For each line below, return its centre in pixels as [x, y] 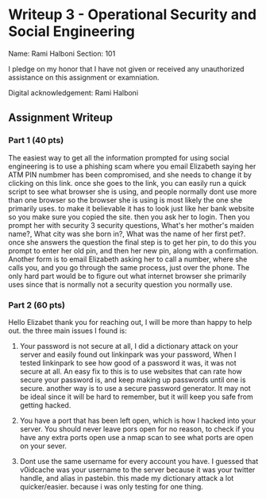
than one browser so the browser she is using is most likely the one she [125, 199]
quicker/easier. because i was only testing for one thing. [112, 486]
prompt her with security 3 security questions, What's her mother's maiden [131, 225]
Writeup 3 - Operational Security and [132, 15]
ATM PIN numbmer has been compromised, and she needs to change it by [130, 174]
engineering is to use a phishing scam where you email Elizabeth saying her [132, 166]
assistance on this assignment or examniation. [84, 77]
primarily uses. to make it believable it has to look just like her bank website [131, 208]
